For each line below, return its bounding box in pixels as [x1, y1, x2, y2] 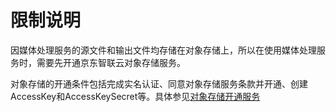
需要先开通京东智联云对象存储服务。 [36, 56, 186, 68]
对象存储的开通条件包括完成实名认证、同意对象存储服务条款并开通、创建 [10, 77, 308, 90]
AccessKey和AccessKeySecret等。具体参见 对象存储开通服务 [10, 90, 261, 102]
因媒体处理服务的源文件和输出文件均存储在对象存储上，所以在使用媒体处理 [10, 44, 317, 56]
